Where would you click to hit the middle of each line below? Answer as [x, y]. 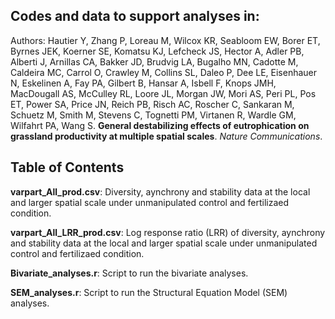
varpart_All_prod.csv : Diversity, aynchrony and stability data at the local [160, 191]
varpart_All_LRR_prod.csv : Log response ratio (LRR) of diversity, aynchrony [168, 232]
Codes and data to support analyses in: [135, 16]
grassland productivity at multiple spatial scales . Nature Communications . [166, 136]
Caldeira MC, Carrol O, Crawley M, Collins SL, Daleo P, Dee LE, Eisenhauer [164, 72]
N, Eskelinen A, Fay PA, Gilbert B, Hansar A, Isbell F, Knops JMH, [143, 83]
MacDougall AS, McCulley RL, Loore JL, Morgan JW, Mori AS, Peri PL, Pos [163, 93]
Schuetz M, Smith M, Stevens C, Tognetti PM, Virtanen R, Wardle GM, [153, 115]
